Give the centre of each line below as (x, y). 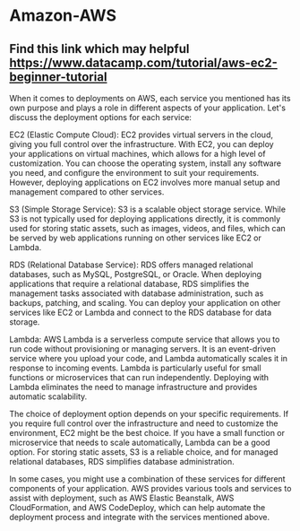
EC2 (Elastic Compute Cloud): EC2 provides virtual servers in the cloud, (141, 135)
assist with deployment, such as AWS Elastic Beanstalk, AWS (122, 498)
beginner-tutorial (58, 77)
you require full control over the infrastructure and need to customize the (144, 423)
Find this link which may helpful (99, 49)
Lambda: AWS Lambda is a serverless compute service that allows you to (145, 339)
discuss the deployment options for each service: (101, 117)
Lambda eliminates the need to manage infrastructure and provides (133, 387)
